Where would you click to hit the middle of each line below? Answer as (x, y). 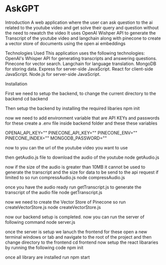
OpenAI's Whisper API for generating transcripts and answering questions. (81, 58)
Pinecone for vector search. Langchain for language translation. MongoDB (81, 64)
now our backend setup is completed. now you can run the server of (75, 217)
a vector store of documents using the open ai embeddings (65, 43)
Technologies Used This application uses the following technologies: (75, 53)
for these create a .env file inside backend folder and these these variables (81, 123)
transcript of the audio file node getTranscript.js (54, 192)
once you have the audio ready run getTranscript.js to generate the (73, 187)
